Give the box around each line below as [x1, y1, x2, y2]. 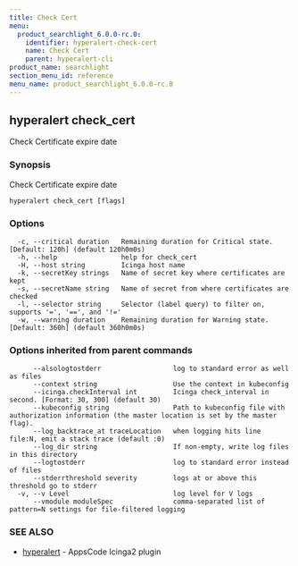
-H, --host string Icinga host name [17, 261, 186, 270]
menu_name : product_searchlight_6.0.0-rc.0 [9, 80, 174, 89]
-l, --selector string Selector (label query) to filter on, [17, 300, 266, 309]
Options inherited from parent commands [9, 343, 194, 356]
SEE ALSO [9, 526, 54, 538]
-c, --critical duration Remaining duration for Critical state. [17, 238, 274, 247]
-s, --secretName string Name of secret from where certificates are [17, 284, 290, 293]
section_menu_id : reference [9, 72, 114, 80]
